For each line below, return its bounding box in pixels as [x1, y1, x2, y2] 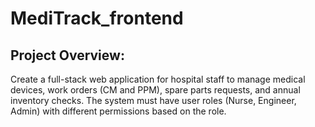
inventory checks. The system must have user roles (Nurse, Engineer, [10, 95, 297, 106]
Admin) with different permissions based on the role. [10, 105, 227, 117]
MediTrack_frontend [10, 7, 184, 30]
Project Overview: [10, 47, 125, 64]
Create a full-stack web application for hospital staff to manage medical [10, 73, 306, 85]
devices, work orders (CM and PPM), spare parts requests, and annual [10, 84, 301, 96]
